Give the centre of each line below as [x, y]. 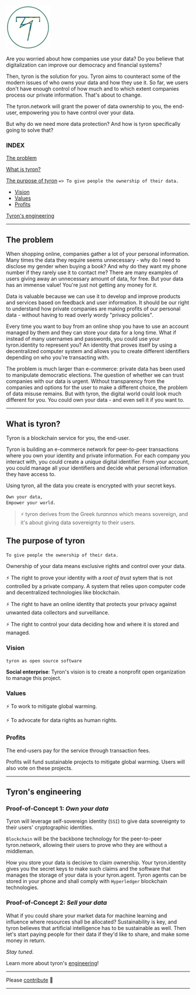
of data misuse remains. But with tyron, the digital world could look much [94, 394]
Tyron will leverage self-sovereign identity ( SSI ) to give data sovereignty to [96, 821]
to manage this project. [34, 678]
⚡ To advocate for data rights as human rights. [62, 720]
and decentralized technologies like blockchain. [63, 592]
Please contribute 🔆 [30, 980]
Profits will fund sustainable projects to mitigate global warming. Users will [96, 762]
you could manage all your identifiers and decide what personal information [97, 468]
